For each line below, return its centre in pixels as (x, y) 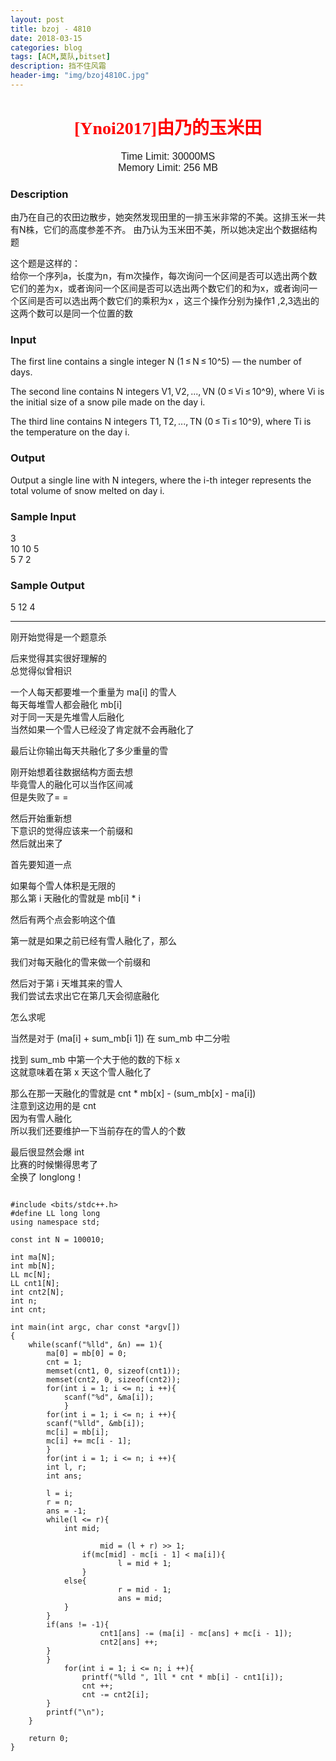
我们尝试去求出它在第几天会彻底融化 (85, 996)
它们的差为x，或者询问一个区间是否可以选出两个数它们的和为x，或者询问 (160, 288)
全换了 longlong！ (47, 1177)
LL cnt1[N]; (35, 1284)
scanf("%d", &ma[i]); (109, 1397)
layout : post (37, 19)
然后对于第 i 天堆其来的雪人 (66, 983)
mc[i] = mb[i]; (78, 1432)
